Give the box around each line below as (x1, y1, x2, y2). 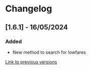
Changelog (5, 3, 52, 14)
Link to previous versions (5, 58, 57, 65)
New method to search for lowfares (12, 49, 86, 55)
